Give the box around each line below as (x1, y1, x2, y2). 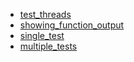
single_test (19, 30, 65, 41)
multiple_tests (19, 40, 78, 52)
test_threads (19, 9, 72, 20)
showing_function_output (19, 19, 125, 31)
